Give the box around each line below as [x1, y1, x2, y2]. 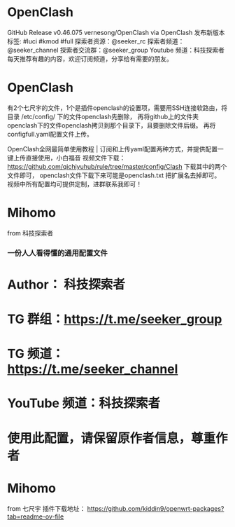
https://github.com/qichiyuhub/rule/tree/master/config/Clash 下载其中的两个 [7, 162, 227, 170]
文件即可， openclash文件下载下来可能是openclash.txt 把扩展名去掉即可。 [7, 171, 221, 179]
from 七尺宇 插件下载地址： [7, 504, 86, 512]
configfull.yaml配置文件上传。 [7, 130, 93, 138]
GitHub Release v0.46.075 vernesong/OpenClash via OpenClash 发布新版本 [7, 28, 225, 36]
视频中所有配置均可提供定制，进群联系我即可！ [7, 179, 142, 188]
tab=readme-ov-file [7, 512, 64, 521]
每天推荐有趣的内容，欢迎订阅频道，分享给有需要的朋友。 [7, 54, 173, 63]
